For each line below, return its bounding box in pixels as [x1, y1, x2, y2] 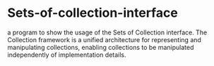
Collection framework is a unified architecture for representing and [7, 35, 201, 44]
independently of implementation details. [7, 51, 126, 59]
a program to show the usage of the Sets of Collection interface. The [7, 28, 208, 37]
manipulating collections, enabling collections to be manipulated [7, 43, 194, 51]
